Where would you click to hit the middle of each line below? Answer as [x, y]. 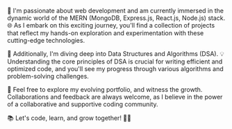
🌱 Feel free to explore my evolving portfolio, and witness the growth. [105, 89]
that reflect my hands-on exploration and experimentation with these [106, 33]
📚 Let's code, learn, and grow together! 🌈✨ [69, 118]
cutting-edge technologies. [46, 40]
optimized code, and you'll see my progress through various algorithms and [115, 69]
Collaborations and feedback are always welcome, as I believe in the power [115, 97]
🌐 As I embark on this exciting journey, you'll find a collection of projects [111, 25]
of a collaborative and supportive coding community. [83, 104]
